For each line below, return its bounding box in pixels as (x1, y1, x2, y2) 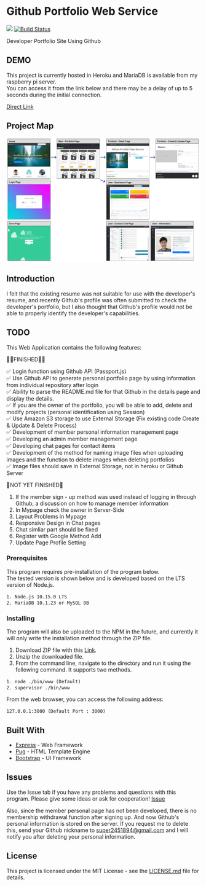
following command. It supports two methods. (15, 666, 132, 673)
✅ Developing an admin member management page (6, 435, 138, 442)
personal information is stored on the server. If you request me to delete (6, 820, 189, 827)
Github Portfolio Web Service (6, 4, 159, 18)
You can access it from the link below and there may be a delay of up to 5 (6, 84, 192, 92)
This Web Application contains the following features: (6, 343, 142, 351)
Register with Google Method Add (15, 532, 101, 539)
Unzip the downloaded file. (15, 653, 84, 661)
